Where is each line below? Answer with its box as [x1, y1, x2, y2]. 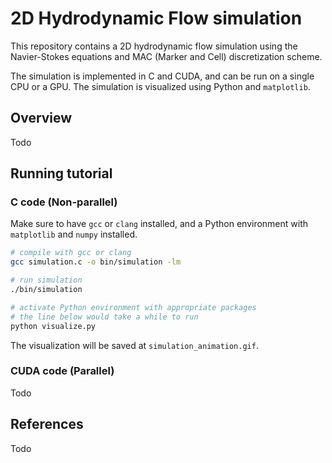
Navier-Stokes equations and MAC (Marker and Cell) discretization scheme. [10, 50, 323, 62]
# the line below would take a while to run [10, 312, 199, 322]
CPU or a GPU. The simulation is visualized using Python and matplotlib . [10, 80, 311, 92]
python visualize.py [10, 321, 97, 331]
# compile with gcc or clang [10, 248, 132, 258]
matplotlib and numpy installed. [10, 228, 138, 241]
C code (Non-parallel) [10, 195, 118, 209]
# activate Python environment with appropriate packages [10, 302, 257, 312]
